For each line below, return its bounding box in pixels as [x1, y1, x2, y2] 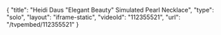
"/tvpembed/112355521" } [6, 21, 79, 28]
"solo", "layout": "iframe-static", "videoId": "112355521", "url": [6, 13, 180, 21]
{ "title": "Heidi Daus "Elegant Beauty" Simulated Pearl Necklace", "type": [6, 6, 214, 14]
